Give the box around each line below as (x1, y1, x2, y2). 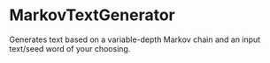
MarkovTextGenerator (9, 5, 175, 25)
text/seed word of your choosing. (9, 43, 131, 53)
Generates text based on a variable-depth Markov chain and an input (9, 34, 261, 45)
